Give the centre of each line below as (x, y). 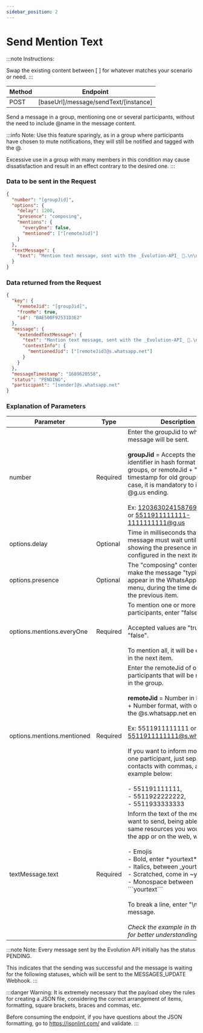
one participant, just (156, 758)
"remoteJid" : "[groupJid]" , (52, 307)
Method (21, 91)
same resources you (156, 829)
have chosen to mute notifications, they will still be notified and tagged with (100, 141)
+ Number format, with (160, 706)
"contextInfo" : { (44, 346)
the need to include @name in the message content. (71, 123)
